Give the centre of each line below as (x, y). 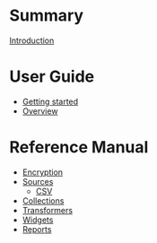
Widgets (38, 220)
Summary (46, 16)
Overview (40, 111)
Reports (37, 229)
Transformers (48, 210)
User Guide (52, 77)
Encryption (43, 172)
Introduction (32, 40)
